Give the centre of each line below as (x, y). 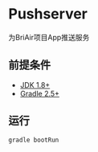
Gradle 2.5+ (40, 93)
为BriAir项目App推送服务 (49, 37)
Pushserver (48, 14)
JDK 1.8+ (35, 84)
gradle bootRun (34, 140)
